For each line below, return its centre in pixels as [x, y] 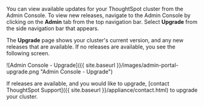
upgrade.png [23, 72]
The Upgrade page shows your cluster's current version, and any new [95, 40]
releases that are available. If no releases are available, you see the [91, 47]
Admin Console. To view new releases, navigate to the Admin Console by [99, 15]
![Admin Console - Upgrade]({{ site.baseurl [61, 65]
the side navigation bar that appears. [53, 28]
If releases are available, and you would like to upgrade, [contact [88, 83]
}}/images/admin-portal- [147, 65]
